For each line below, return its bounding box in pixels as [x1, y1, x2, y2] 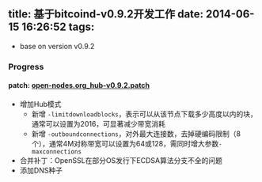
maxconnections [31, 147, 82, 156]
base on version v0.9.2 [19, 41, 95, 51]
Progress [8, 61, 44, 72]
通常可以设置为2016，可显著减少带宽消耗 [31, 119, 166, 128]
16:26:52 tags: [21, 21, 95, 34]
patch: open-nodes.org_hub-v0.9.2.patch [8, 81, 150, 90]
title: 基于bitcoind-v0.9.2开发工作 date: [8, 7, 204, 21]
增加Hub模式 [19, 99, 62, 108]
